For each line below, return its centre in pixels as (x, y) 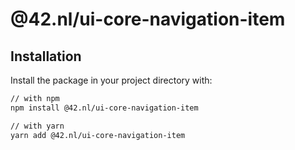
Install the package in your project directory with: (111, 80)
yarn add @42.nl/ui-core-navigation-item (98, 135)
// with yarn (37, 126)
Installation (46, 56)
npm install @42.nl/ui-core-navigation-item (104, 108)
